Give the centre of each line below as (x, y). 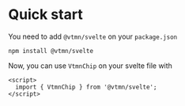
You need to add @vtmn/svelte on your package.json (93, 36)
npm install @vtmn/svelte (51, 51)
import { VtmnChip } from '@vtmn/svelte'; (86, 87)
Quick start (45, 15)
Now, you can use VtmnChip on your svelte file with (90, 66)
